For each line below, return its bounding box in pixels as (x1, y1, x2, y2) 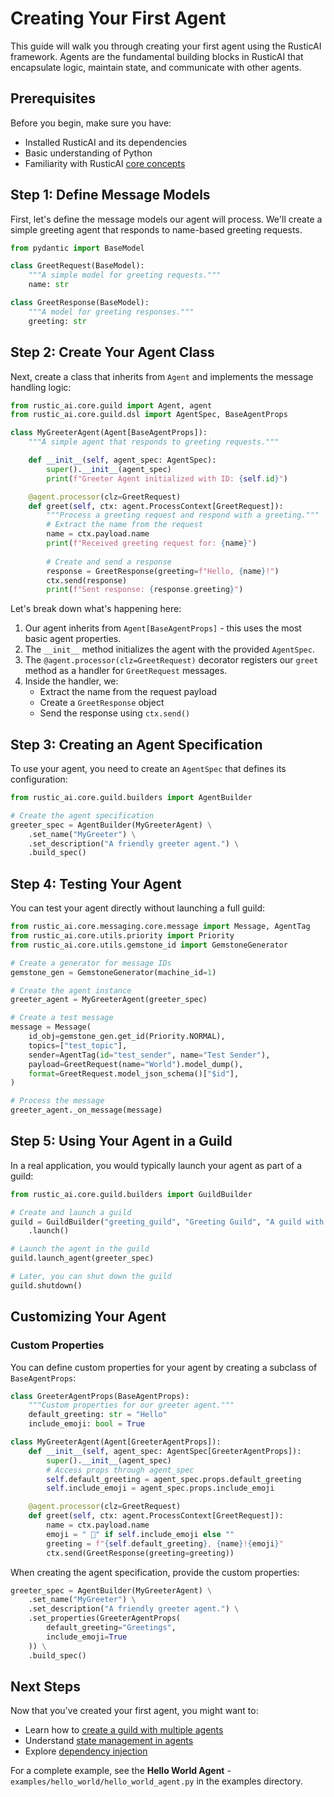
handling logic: (10, 381, 72, 393)
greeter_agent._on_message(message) (10, 1105, 163, 1116)
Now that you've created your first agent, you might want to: (10, 1705, 259, 1717)
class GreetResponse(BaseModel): (10, 298, 150, 308)
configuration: (10, 773, 68, 786)
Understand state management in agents (24, 1735, 194, 1747)
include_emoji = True (46, 1632, 128, 1642)
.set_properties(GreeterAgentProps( (28, 1613, 182, 1624)
